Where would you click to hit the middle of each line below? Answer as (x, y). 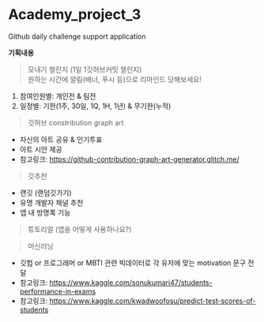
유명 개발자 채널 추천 (51, 202)
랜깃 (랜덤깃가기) (46, 193)
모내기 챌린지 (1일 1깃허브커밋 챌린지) (85, 69)
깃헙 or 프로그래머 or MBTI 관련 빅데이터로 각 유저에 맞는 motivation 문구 (133, 263)
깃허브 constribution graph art (75, 122)
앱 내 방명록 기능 (45, 212)
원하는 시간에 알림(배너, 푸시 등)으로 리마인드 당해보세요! (114, 79)
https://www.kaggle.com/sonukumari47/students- (131, 283)
